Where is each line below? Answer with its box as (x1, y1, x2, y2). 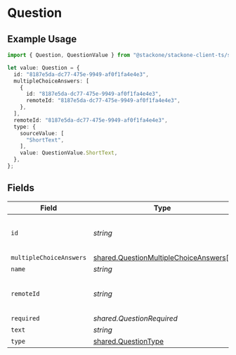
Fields (7, 182, 35, 194)
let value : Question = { (7, 64, 80, 71)
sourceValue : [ (20, 130, 65, 137)
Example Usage (7, 33, 77, 45)
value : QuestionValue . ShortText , (20, 149, 118, 156)
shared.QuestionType (93, 336, 164, 346)
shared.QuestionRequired (93, 313, 178, 323)
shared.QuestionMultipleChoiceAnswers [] (93, 252, 232, 262)
